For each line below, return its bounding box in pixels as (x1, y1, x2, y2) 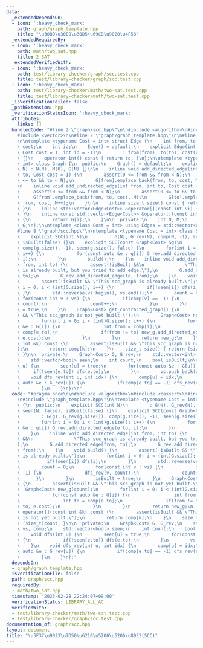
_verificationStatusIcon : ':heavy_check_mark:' (11, 110, 134, 116)
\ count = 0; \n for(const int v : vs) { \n (17, 464, 164, 470)
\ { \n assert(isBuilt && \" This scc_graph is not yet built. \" (17, 481, 199, 487)
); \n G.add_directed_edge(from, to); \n (17, 442, 137, 448)
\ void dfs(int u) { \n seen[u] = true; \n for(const (17, 531, 196, 538)
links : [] (17, 121, 42, 128)
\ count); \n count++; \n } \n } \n (17, 301, 188, 307)
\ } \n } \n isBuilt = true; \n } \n (17, 475, 161, 481)
